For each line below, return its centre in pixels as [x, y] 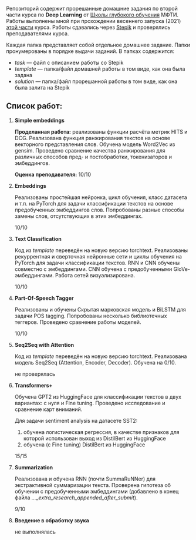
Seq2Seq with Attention [44, 344]
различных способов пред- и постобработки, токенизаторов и [93, 157]
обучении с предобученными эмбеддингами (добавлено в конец [97, 491]
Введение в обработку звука [52, 520]
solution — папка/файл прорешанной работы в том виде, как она [96, 81]
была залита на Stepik [42, 87]
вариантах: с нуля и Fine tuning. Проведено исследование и [90, 403]
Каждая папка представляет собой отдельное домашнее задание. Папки [98, 45]
